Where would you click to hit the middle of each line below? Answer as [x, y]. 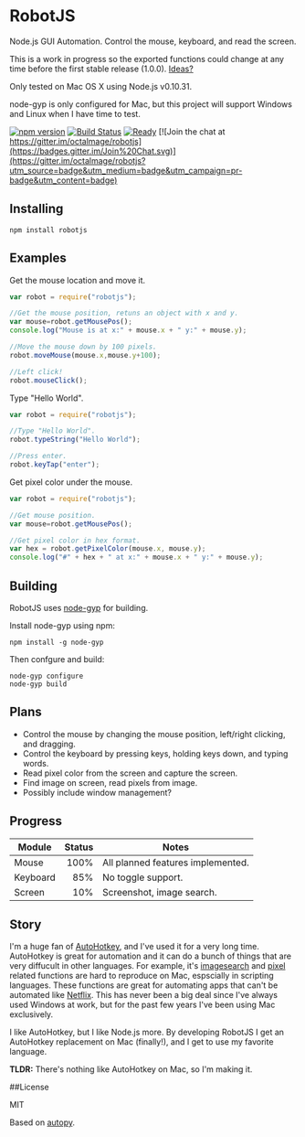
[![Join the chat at [192, 131]
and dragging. [49, 744]
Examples [38, 258]
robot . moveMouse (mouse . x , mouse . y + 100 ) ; [85, 355]
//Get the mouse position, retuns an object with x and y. [124, 313]
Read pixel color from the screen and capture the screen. [130, 773]
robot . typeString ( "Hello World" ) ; [75, 440]
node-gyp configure [47, 676]
